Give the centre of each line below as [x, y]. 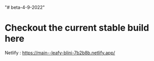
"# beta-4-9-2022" [25, 7]
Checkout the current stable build [77, 28]
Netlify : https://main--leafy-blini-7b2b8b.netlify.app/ [60, 52]
